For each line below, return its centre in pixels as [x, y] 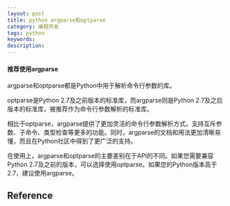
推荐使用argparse [33, 69]
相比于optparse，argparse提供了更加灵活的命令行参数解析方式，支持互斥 [112, 124]
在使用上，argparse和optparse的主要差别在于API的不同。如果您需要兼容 [110, 156]
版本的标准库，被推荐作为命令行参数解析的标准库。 [80, 109]
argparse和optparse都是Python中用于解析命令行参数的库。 [91, 86]
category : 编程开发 [33, 26]
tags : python [26, 33]
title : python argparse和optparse [56, 20]
